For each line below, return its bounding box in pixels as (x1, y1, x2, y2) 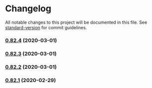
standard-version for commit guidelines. (5, 24, 87, 30)
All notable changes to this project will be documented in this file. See (5, 19, 148, 25)
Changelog (5, 3, 51, 14)
